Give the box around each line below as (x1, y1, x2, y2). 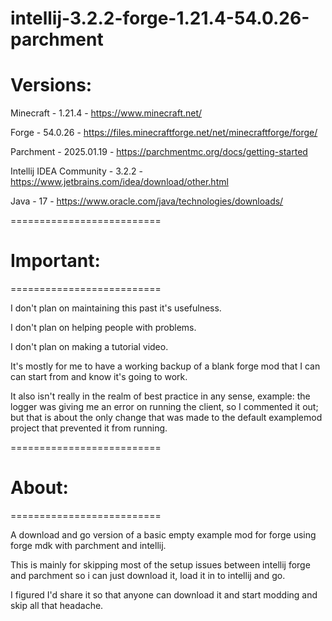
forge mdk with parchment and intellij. (10, 540, 167, 551)
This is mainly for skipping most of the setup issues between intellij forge (10, 559, 311, 571)
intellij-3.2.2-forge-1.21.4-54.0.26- (10, 7, 310, 30)
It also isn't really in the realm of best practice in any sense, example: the (10, 390, 311, 402)
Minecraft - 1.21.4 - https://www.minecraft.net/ (10, 107, 203, 119)
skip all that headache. (10, 600, 104, 611)
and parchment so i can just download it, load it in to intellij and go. (10, 570, 286, 581)
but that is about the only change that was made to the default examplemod (10, 412, 323, 424)
